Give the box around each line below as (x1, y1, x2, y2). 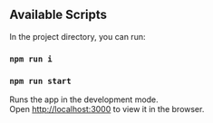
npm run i (9, 53, 53, 64)
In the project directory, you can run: (9, 31, 146, 42)
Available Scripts (9, 7, 107, 23)
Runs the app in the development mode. (9, 94, 159, 105)
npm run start (9, 76, 72, 86)
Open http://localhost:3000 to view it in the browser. (9, 104, 205, 115)
